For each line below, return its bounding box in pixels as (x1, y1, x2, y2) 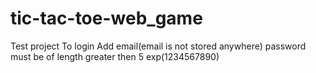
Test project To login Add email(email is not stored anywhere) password (10, 40, 307, 52)
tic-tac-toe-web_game (10, 7, 203, 30)
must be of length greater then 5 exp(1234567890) (10, 50, 220, 62)
